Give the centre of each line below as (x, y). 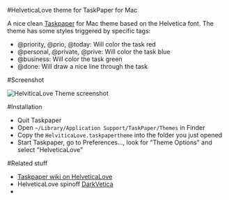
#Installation (25, 107)
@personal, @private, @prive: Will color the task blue (94, 52)
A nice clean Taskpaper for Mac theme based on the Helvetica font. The (111, 23)
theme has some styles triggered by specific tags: (79, 31)
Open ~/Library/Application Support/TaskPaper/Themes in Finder (111, 127)
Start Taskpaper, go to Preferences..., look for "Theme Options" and (114, 142)
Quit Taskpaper (39, 120)
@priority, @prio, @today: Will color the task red (87, 44)
